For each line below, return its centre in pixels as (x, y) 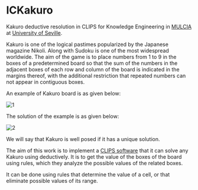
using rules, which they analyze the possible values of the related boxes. (95, 163)
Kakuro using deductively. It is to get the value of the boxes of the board (94, 156)
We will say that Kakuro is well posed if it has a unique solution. (83, 139)
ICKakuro (30, 10)
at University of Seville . (34, 32)
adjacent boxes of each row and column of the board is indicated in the (93, 69)
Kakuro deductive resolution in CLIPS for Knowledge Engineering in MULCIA (99, 27)
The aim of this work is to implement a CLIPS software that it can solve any (97, 150)
